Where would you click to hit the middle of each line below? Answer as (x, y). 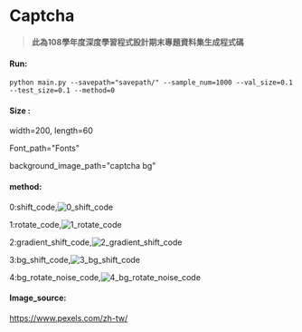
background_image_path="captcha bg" (83, 166)
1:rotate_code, (35, 224)
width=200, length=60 (51, 131)
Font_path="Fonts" (44, 148)
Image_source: (38, 298)
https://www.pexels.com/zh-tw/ (69, 317)
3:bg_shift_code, (40, 259)
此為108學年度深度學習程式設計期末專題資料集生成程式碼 (137, 42)
